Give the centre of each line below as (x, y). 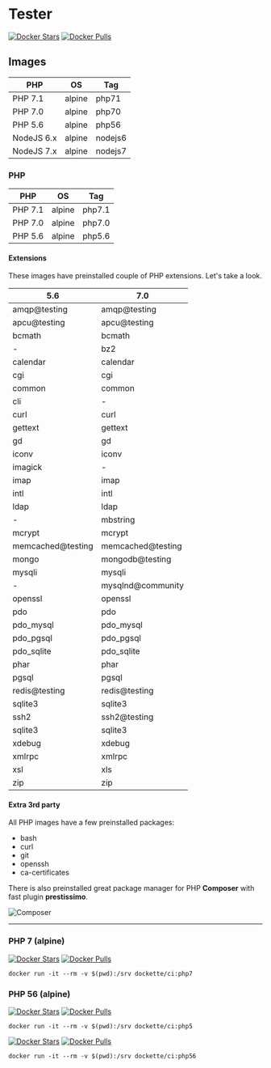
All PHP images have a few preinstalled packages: (92, 823)
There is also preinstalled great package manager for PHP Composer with (131, 888)
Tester (30, 14)
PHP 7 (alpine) (37, 941)
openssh (35, 864)
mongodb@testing (136, 559)
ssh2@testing (127, 717)
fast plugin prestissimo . (48, 897)
